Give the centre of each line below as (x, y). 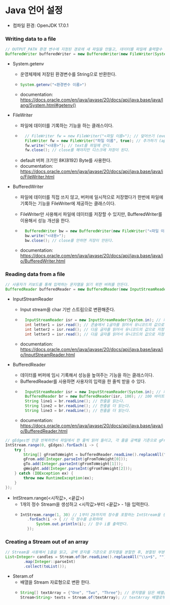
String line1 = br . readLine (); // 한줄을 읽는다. (75, 401)
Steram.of (23, 576)
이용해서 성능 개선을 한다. (45, 220)
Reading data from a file (35, 274)
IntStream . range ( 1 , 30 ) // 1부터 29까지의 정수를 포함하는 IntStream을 (90, 515)
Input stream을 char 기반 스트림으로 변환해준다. (68, 310)
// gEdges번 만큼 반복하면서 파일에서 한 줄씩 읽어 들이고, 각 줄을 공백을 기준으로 (81, 440)
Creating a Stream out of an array (47, 542)
